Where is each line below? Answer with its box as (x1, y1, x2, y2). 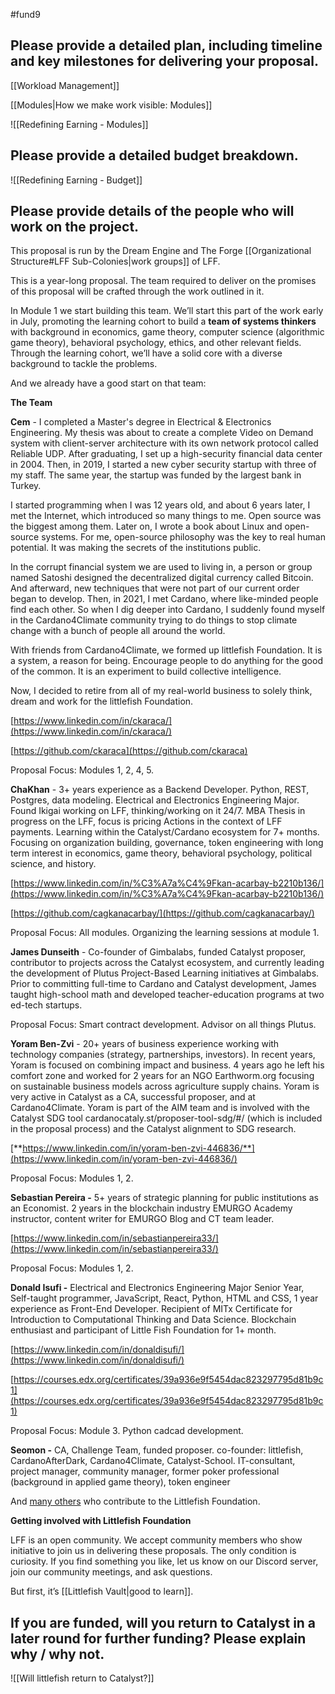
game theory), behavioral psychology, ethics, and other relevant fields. (10, 337, 302, 349)
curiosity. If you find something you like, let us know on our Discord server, (10, 1555, 319, 1568)
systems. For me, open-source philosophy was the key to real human (41, 531, 327, 543)
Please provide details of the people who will (10, 203, 295, 220)
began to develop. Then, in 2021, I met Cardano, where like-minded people (10, 593, 319, 605)
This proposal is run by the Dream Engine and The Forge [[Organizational (10, 245, 312, 257)
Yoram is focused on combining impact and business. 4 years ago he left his (10, 1059, 325, 1071)
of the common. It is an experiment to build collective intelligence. (10, 665, 282, 678)
